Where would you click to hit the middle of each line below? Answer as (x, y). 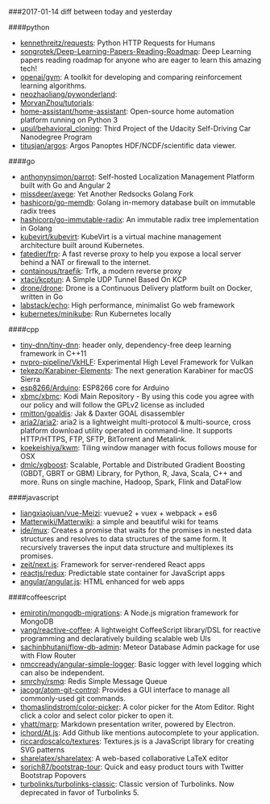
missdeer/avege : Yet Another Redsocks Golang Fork (107, 194)
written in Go (41, 296)
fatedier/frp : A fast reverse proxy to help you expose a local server (131, 254)
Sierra (30, 379)
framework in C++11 (53, 353)
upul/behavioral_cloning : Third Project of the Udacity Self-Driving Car (135, 128)
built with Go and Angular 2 (65, 185)
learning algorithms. (53, 85)
